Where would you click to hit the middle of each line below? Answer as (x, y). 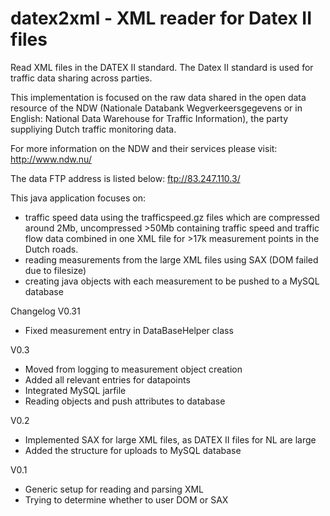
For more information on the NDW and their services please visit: (144, 148)
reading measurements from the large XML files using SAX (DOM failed (171, 259)
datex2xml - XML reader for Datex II (161, 18)
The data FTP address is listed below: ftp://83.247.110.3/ (125, 178)
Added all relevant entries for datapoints (107, 379)
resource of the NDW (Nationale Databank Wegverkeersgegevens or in (156, 108)
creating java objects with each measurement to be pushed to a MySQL (172, 281)
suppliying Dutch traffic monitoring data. (93, 129)
